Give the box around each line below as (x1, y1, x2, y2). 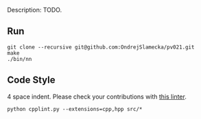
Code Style (7, 75, 56, 86)
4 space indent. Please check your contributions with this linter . (7, 92, 187, 101)
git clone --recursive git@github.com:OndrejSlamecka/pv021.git (7, 44, 195, 51)
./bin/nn (7, 55, 32, 62)
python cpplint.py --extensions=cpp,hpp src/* (7, 105, 143, 112)
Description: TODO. (7, 6, 62, 14)
